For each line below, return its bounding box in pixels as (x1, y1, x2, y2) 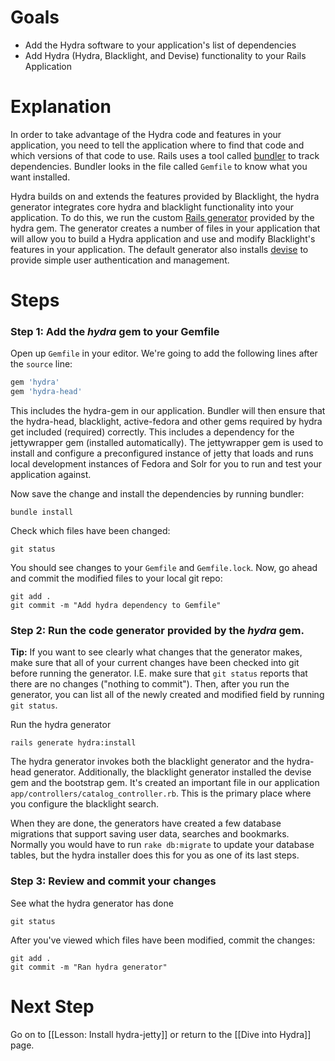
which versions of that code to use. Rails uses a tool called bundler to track (10, 149, 320, 161)
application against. (10, 469, 92, 481)
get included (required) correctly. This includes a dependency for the (10, 426, 295, 438)
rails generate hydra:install (10, 738, 137, 748)
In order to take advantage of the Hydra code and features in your (10, 128, 282, 140)
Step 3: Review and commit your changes (10, 874, 217, 888)
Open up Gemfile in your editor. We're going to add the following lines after (10, 347, 318, 360)
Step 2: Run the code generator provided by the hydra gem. (10, 624, 305, 638)
